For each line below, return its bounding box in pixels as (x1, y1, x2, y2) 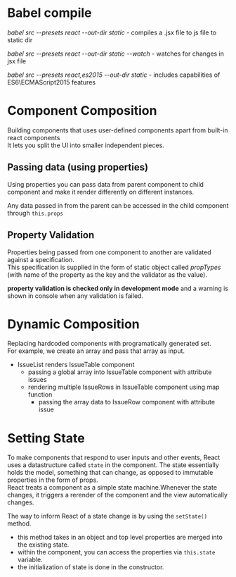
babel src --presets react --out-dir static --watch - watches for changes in (7, 49, 225, 58)
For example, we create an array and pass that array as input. (7, 347, 185, 355)
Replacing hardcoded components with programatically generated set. (7, 340, 212, 348)
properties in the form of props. (7, 476, 98, 484)
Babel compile (7, 5, 93, 21)
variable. (17, 555, 44, 564)
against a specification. (7, 255, 75, 263)
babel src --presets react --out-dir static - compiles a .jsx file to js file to (7, 28, 217, 37)
